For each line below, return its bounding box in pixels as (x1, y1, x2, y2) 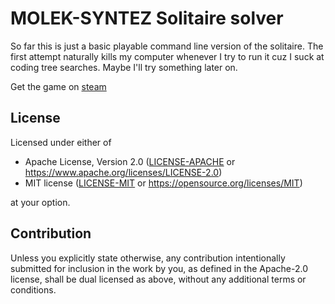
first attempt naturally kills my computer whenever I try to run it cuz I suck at (10, 50, 325, 62)
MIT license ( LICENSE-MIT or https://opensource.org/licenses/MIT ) (24, 177, 303, 189)
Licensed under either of (10, 136, 112, 148)
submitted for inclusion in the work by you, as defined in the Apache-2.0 (10, 262, 308, 274)
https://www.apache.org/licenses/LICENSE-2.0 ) (24, 166, 223, 178)
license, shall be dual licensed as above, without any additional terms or (10, 273, 307, 285)
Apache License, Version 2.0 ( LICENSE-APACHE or (24, 155, 236, 167)
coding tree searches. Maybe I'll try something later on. (10, 61, 238, 73)
